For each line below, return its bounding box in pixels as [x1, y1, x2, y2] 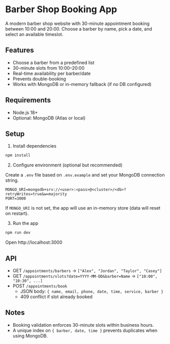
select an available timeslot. [5, 31, 64, 37]
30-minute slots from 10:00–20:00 [12, 65, 85, 71]
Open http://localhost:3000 [5, 239, 63, 245]
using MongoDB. [12, 332, 48, 339]
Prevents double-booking [12, 75, 66, 82]
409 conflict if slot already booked [20, 294, 93, 300]
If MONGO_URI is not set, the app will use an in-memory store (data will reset [5, 205, 161, 211]
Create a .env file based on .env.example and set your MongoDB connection [5, 172, 165, 178]
